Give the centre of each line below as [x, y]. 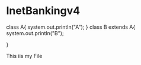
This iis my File [24, 56]
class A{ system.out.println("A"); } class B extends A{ [71, 27]
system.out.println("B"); [35, 33]
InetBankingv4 [43, 11]
